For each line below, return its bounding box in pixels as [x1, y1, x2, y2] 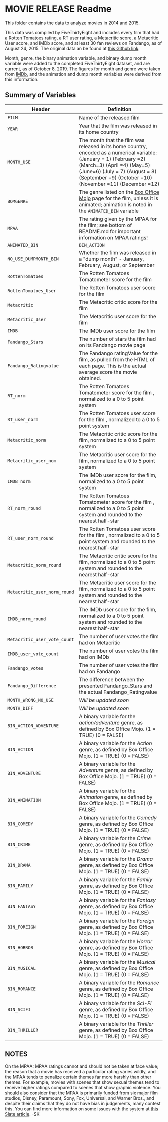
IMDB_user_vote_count [7, 651, 59, 657]
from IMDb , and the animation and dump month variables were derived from [5, 71, 162, 77]
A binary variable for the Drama [79, 855, 153, 862]
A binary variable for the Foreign [79, 917, 155, 924]
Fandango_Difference [7, 683, 56, 688]
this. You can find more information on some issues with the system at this [5, 1106, 158, 1112]
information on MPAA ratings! [79, 234, 148, 241]
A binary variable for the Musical [79, 958, 156, 965]
